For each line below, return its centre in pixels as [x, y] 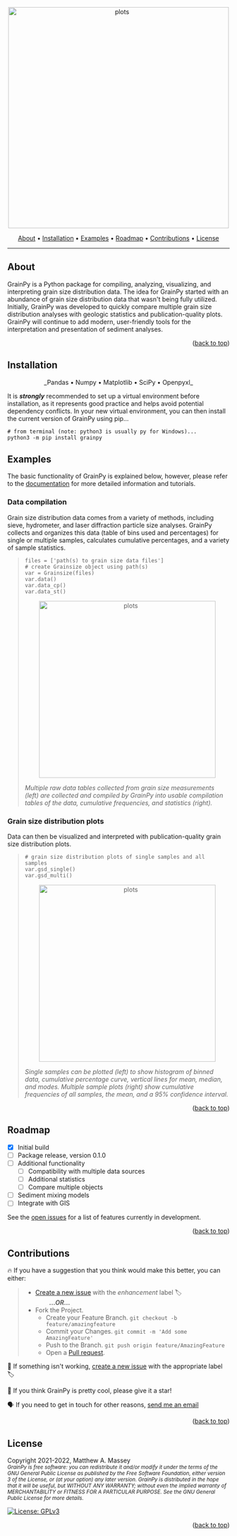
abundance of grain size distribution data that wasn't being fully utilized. [112, 299]
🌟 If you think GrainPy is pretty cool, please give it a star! [90, 1391]
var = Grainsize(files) [60, 573]
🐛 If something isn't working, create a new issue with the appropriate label [115, 1366]
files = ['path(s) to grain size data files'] [94, 560]
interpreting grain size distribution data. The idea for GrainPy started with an [118, 291]
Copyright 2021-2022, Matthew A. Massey [69, 1460]
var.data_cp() [45, 585]
